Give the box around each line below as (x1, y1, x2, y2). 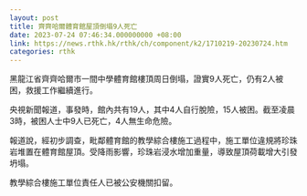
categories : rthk (9, 47, 76, 57)
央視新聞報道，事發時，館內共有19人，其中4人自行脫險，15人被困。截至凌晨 (9, 104, 295, 115)
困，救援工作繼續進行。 (9, 85, 98, 96)
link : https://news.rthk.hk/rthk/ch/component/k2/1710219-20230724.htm (9, 38, 288, 48)
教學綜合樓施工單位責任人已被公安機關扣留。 (9, 177, 178, 188)
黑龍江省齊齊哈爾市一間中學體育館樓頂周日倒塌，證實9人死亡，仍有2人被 (9, 74, 284, 85)
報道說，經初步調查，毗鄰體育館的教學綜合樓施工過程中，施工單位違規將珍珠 (9, 135, 298, 146)
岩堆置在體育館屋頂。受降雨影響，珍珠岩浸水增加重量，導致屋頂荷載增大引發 (9, 147, 298, 158)
